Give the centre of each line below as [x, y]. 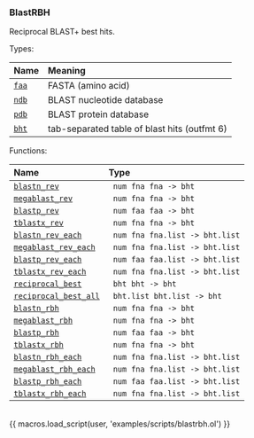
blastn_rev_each [48, 235]
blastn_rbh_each [48, 357]
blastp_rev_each [48, 260]
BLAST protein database [98, 114]
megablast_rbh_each [54, 369]
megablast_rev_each [54, 247]
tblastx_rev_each [50, 272]
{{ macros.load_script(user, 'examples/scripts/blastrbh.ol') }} [120, 424]
